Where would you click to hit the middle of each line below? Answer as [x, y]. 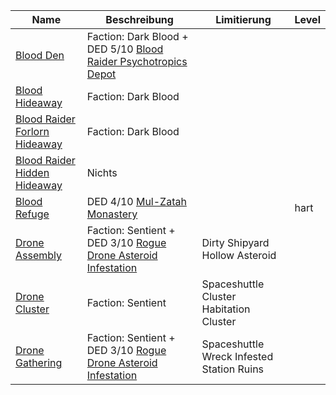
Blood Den [40, 55]
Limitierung [243, 19]
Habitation [226, 309]
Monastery [112, 214]
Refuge [32, 214]
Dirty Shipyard [235, 242]
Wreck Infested [237, 356]
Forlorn [32, 131]
